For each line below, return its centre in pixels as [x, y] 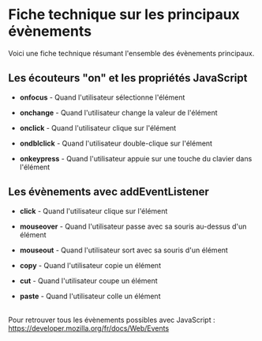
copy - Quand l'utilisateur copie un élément [90, 265]
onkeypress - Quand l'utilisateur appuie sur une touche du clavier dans [136, 158]
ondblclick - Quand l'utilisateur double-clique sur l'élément [116, 143]
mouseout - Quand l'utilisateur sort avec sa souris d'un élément [124, 250]
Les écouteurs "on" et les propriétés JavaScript [128, 78]
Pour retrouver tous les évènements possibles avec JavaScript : [112, 320]
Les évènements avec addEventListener [109, 192]
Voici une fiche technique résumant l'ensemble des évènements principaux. [131, 53]
